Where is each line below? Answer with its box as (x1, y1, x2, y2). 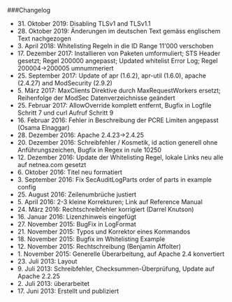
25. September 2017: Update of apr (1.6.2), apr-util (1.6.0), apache (17, 71, 207, 80)
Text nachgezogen (17, 34, 71, 43)
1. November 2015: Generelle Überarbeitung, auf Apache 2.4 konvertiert (17, 250, 225, 258)
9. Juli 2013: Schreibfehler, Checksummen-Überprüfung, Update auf (17, 265, 215, 273)
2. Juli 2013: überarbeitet (17, 280, 89, 287)
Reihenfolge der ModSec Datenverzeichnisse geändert (17, 94, 176, 102)
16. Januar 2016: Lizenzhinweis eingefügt (17, 213, 137, 221)
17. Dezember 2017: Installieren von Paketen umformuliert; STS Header (17, 49, 221, 57)
